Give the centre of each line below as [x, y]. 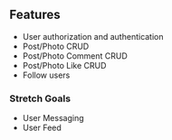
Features [35, 15]
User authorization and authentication [93, 36]
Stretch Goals [40, 98]
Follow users [46, 75]
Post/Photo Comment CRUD [75, 56]
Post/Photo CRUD [56, 46]
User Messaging [53, 118]
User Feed [42, 128]
